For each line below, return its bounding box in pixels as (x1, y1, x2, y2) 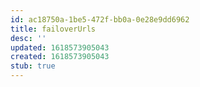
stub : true (10, 61, 56, 71)
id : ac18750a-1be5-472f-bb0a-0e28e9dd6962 (10, 14, 190, 25)
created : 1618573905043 (10, 52, 110, 62)
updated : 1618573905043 (10, 42, 110, 53)
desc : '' (10, 33, 47, 43)
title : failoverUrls (10, 24, 97, 34)
